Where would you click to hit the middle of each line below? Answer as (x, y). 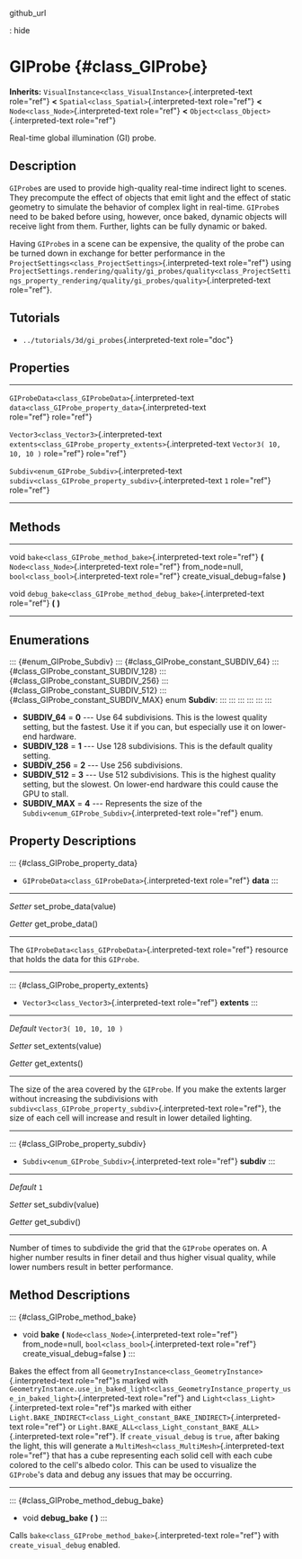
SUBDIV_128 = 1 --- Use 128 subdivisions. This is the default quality (147, 746)
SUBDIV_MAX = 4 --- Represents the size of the (112, 803)
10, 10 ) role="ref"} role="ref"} (68, 454)
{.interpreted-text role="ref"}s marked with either (100, 1407)
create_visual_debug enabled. (65, 1545)
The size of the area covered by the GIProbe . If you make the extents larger (148, 1089)
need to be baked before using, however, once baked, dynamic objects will (148, 216)
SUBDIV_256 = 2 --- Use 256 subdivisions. (102, 765)
